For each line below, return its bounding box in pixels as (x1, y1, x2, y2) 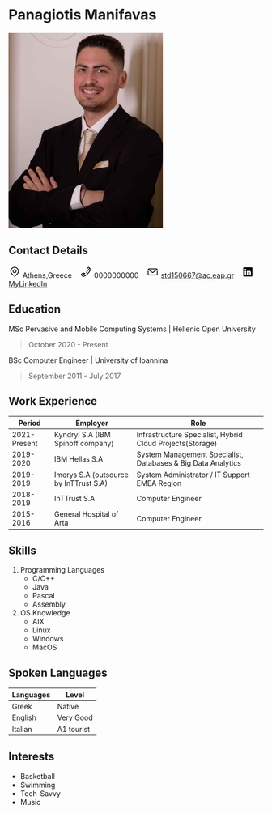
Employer (75, 418, 109, 428)
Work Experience (8, 394, 98, 408)
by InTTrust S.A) (53, 478, 108, 487)
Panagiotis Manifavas (8, 6, 157, 24)
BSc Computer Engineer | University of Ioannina (8, 355, 168, 365)
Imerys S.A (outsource (53, 470, 130, 479)
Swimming (19, 780, 56, 790)
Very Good (57, 713, 93, 722)
